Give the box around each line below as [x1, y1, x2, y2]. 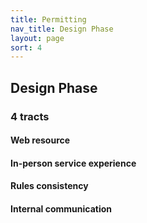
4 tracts [10, 109, 50, 123]
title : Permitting [10, 14, 87, 25]
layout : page [10, 33, 65, 43]
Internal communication [10, 202, 113, 215]
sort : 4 [10, 42, 43, 53]
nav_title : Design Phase [10, 24, 114, 34]
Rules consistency [10, 180, 89, 192]
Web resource [10, 134, 71, 146]
